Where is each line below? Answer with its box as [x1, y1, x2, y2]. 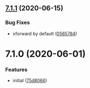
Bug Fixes [5, 19, 30, 26]
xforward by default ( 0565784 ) [12, 30, 77, 37]
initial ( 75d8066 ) [12, 77, 47, 83]
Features [5, 66, 28, 73]
